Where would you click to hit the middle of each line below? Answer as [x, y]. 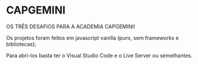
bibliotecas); [21, 44]
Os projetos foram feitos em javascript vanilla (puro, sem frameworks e [92, 38]
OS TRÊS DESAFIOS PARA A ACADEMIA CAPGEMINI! [71, 26]
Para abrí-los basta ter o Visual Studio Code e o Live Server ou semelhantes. [99, 55]
